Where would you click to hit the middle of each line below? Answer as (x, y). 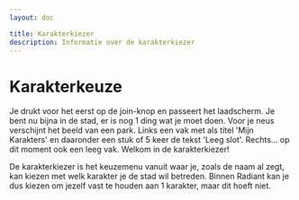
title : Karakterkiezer (52, 34)
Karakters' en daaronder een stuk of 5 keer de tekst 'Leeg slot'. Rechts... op (149, 140)
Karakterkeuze (66, 87)
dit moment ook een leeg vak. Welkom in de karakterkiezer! (119, 150)
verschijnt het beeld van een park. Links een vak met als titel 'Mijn (131, 130)
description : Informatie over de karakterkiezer (102, 42)
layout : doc (32, 17)
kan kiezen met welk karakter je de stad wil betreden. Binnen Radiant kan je (149, 177)
